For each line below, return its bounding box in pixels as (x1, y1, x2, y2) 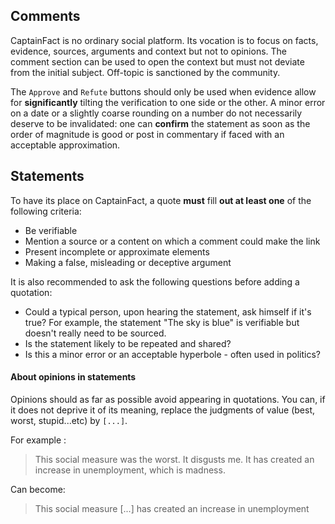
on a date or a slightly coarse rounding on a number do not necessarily (10, 107, 303, 119)
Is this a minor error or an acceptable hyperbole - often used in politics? (24, 348, 322, 360)
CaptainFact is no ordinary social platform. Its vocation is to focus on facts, (10, 34, 319, 46)
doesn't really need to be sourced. (24, 327, 167, 339)
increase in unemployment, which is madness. (34, 464, 226, 476)
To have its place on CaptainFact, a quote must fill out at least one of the (10, 194, 312, 206)
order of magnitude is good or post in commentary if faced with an (10, 128, 285, 140)
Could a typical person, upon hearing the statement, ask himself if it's (24, 305, 312, 318)
